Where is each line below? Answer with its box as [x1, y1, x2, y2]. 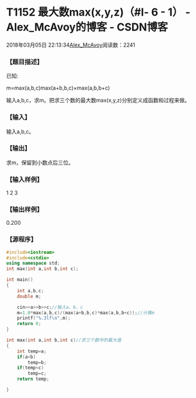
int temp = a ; [17, 348, 47, 354]
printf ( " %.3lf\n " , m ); [17, 315, 71, 322]
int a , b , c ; [17, 287, 44, 293]
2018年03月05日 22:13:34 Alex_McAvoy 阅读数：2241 [6, 41, 136, 48]
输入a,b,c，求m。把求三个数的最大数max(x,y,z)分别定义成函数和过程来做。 [6, 97, 190, 104]
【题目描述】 [6, 57, 44, 66]
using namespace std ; [6, 261, 60, 267]
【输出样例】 [6, 206, 44, 214]
